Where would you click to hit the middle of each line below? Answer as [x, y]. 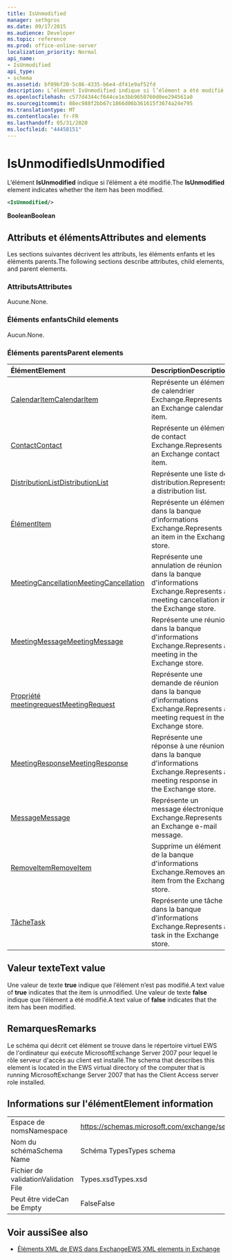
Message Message [40, 818]
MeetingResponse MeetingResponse [69, 763]
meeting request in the [187, 717]
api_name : [21, 59]
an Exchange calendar [187, 408]
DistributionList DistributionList [60, 482]
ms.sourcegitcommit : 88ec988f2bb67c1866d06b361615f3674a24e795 [100, 104]
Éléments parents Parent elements [65, 352]
